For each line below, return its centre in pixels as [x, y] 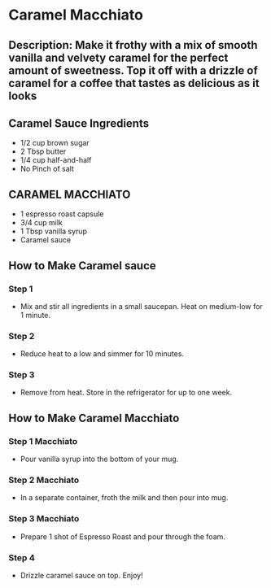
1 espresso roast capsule [62, 214]
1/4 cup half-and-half [56, 160]
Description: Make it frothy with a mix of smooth [133, 45]
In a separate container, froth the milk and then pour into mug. [124, 498]
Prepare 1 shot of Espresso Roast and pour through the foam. [123, 536]
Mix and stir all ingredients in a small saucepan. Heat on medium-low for [141, 306]
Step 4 [22, 557]
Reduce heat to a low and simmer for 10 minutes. [102, 354]
